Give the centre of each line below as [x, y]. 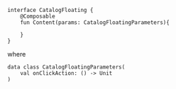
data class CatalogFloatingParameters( [66, 67]
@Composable [38, 16]
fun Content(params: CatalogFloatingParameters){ [95, 23]
